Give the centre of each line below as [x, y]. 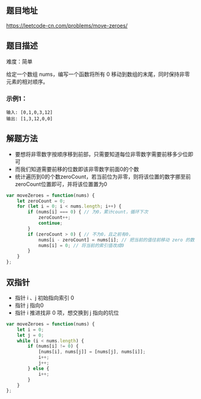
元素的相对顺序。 [27, 81]
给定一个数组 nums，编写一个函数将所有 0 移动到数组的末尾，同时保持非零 [98, 74]
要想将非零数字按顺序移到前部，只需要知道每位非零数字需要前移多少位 [101, 154]
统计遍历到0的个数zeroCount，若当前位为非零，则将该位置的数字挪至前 [103, 176]
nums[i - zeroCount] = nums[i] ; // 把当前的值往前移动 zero [111, 240]
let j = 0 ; [31, 335]
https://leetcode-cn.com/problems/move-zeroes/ [67, 25]
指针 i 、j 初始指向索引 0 [45, 297]
